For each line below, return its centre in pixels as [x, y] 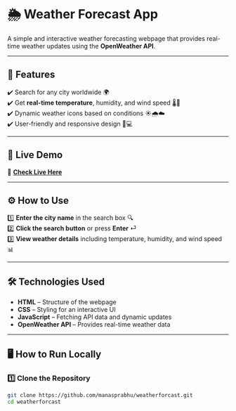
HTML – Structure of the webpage [67, 302]
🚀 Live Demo [35, 155]
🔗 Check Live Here [35, 172]
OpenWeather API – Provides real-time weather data [94, 325]
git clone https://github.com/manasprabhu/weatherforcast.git [100, 395]
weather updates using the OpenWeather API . [88, 46]
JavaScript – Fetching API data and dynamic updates [94, 317]
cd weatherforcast [34, 402]
